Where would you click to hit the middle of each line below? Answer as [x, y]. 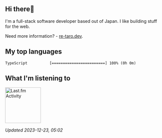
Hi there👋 [20, 9]
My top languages [34, 52]
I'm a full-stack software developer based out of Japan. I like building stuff [81, 21]
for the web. [18, 26]
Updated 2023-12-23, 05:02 [34, 130]
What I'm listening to [38, 78]
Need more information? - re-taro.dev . [44, 36]
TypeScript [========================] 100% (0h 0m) [71, 63]
